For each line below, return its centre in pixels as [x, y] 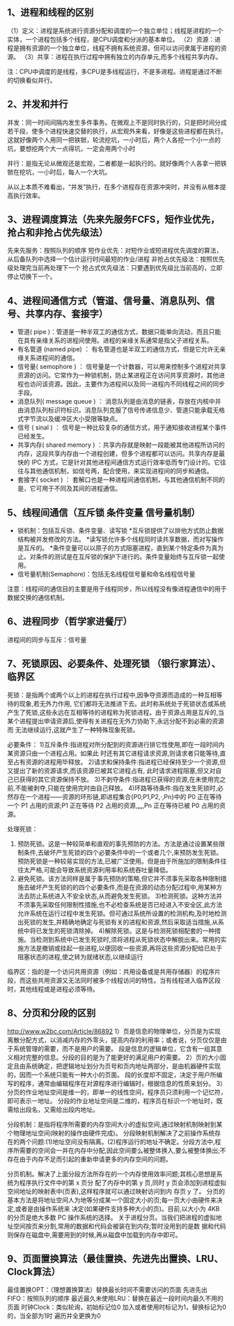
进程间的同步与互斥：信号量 [47, 640]
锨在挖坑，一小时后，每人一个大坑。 [59, 172]
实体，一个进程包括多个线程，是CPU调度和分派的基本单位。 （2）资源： [111, 39]
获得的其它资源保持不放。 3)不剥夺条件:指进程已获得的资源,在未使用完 [119, 779]
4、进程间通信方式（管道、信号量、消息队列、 [107, 300]
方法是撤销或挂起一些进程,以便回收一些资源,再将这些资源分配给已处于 [123, 948]
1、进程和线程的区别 [50, 13]
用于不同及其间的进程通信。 [81, 489]
